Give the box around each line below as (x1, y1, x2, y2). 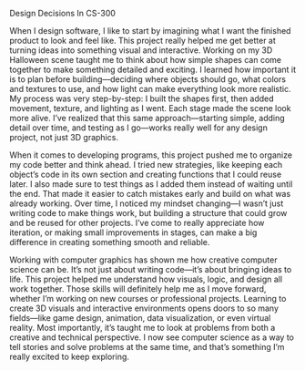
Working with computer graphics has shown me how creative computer (9, 254, 278, 265)
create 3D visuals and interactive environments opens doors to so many (9, 303, 280, 314)
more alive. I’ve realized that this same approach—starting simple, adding (9, 113, 285, 123)
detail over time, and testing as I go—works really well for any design (9, 122, 269, 133)
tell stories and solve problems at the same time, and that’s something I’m (9, 342, 285, 352)
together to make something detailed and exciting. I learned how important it (9, 64, 297, 75)
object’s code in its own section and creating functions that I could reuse (9, 169, 282, 180)
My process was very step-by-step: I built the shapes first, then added (9, 93, 275, 104)
